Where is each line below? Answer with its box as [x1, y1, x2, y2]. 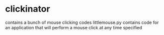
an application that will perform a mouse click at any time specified [5, 24, 143, 30]
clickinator [5, 3, 51, 15]
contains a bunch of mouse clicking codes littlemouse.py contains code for [5, 19, 159, 25]
